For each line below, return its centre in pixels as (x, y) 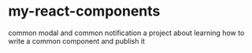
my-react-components (84, 11)
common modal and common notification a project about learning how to (126, 33)
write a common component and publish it (77, 41)
